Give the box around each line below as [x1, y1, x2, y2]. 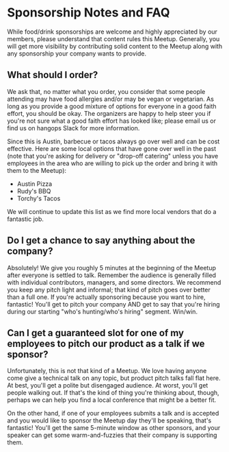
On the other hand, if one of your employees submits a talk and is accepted [7, 409, 219, 418]
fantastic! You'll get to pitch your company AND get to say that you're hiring [7, 300, 220, 308]
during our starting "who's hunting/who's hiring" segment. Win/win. [7, 307, 198, 316]
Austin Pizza [16, 180, 53, 188]
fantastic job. [7, 215, 44, 223]
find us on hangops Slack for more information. [7, 123, 140, 132]
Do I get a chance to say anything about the [7, 235, 196, 246]
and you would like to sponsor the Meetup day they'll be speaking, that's [7, 416, 212, 425]
